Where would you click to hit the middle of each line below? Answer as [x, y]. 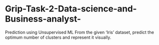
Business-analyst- [43, 19]
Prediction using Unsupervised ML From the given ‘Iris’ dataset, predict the [79, 32]
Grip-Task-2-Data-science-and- [71, 9]
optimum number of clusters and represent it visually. [58, 37]
